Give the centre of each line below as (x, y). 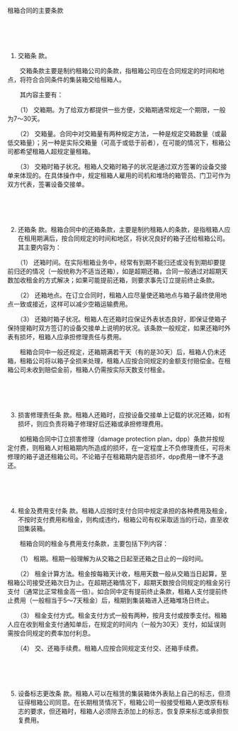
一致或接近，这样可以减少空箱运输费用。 (72, 304)
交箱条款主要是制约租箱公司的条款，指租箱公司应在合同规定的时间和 (119, 71)
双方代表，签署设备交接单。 (48, 184)
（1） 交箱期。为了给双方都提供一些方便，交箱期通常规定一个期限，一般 (123, 110)
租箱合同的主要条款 (35, 10)
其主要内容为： (39, 247)
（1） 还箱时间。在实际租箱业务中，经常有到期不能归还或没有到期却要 (119, 262)
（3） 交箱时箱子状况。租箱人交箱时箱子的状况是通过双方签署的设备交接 (123, 166)
